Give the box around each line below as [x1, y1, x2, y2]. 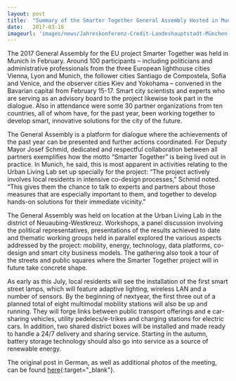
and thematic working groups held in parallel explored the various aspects [7, 234, 222, 242]
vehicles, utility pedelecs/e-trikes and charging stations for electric [30, 315, 225, 323]
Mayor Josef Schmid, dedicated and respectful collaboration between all [7, 145, 218, 154]
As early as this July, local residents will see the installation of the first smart [7, 277, 228, 286]
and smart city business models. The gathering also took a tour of [28, 249, 219, 257]
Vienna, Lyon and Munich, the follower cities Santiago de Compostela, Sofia [7, 72, 227, 80]
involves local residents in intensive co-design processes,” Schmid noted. [7, 175, 221, 184]
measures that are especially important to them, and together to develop [7, 190, 217, 199]
